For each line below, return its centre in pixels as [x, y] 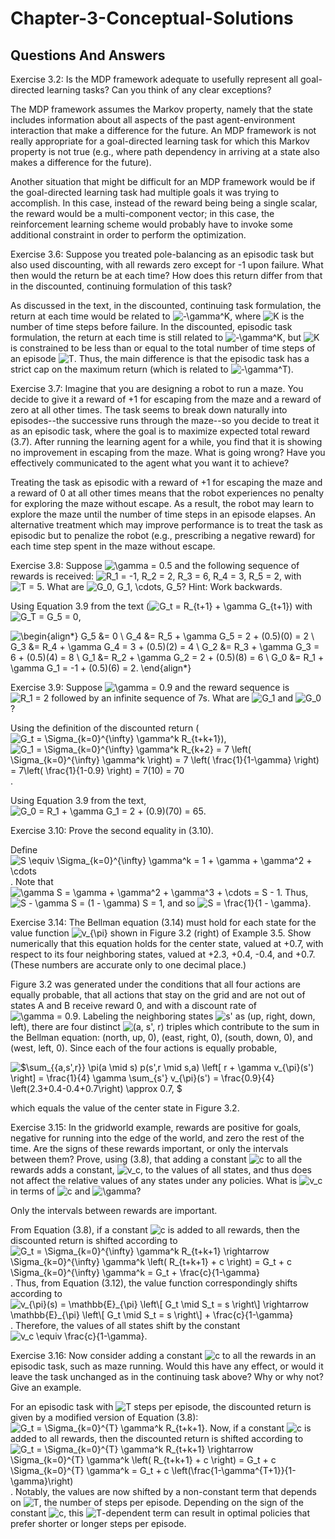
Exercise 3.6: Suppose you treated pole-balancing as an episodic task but [162, 254]
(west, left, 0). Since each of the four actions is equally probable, [144, 1048]
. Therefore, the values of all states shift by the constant [125, 1325]
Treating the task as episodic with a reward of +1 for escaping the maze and [166, 482]
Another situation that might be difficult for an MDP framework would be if [163, 181]
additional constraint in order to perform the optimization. [128, 235]
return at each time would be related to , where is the [157, 316]
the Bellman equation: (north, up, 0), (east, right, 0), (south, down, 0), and [161, 1037]
